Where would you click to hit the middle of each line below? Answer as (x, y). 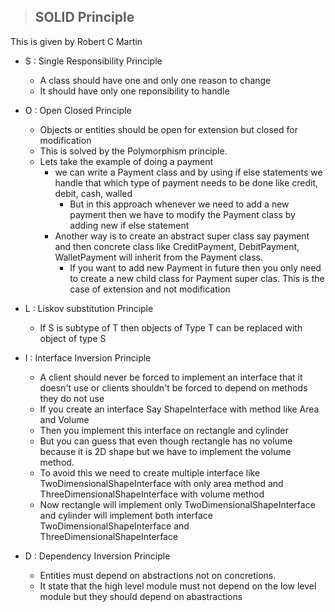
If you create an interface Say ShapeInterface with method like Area (179, 409)
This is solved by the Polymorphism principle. (133, 151)
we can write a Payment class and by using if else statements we (188, 172)
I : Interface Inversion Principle (88, 357)
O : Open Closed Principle (78, 110)
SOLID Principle (84, 17)
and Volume (64, 419)
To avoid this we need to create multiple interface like (150, 472)
